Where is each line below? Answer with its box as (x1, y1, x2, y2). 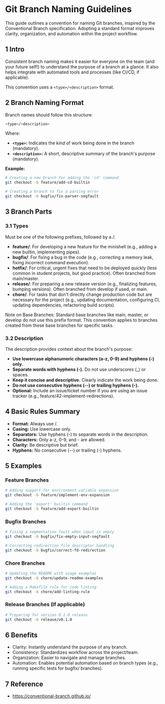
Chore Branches (5, 560, 45, 567)
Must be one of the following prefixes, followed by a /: (5, 234, 116, 240)
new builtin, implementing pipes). (12, 249, 81, 255)
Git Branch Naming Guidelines (5, 3, 132, 15)
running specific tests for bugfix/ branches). (12, 666, 103, 672)
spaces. (12, 371, 29, 378)
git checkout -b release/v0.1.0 (5, 617, 72, 622)
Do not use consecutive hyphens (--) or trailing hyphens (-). (12, 382, 139, 388)
